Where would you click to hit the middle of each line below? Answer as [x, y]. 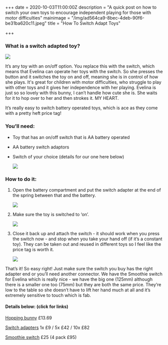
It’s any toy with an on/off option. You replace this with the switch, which [80, 66]
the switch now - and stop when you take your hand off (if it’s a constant [87, 239]
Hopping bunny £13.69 [29, 318]
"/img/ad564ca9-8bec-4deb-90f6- [108, 18]
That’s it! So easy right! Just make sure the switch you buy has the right [79, 268]
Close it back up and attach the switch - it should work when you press [86, 233]
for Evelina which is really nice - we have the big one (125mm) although [79, 279]
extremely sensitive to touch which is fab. [48, 295]
